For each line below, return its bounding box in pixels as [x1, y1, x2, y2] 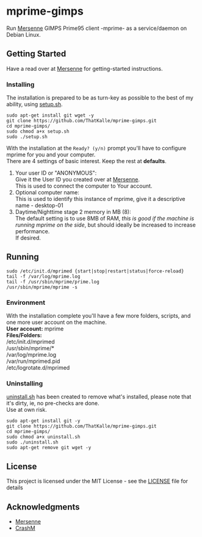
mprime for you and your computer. [6, 151, 96, 158]
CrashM [15, 524, 35, 532]
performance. [15, 228, 50, 235]
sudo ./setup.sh [6, 134, 48, 140]
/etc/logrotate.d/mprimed [6, 364, 70, 371]
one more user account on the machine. [6, 319, 107, 326]
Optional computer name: [15, 189, 79, 196]
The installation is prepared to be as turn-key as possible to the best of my [6, 94, 193, 101]
